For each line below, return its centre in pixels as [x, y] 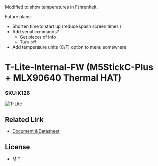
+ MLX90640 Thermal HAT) [63, 78]
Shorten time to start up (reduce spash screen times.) [67, 26]
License [18, 147]
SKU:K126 [18, 93]
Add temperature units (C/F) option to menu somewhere [69, 47]
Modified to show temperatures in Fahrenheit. [51, 7]
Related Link [24, 119]
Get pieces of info [38, 37]
